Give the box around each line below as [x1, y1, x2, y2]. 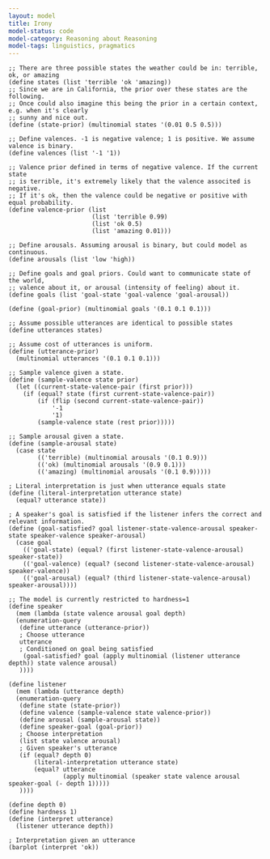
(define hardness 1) [8, 808, 78, 816]
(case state [15, 447, 57, 455]
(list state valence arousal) [19, 738, 121, 746]
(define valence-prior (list [8, 206, 107, 215]
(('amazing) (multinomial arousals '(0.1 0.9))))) [37, 468, 212, 476]
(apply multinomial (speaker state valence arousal [62, 772, 241, 781]
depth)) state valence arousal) [8, 659, 117, 668]
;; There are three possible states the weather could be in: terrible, [8, 64, 259, 73]
